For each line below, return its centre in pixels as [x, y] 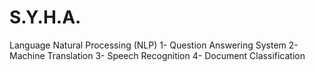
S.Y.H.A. [45, 17]
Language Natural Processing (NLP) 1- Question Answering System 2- [154, 45]
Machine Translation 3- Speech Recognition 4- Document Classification [157, 55]
